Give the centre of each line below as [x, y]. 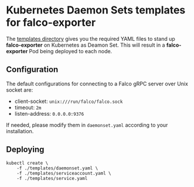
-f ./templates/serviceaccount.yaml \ [64, 173]
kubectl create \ [27, 163]
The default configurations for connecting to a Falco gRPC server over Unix [97, 84]
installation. [20, 131]
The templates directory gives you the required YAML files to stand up [91, 39]
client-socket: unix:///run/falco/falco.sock [69, 101]
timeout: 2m [28, 107]
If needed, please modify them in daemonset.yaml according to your [87, 125]
